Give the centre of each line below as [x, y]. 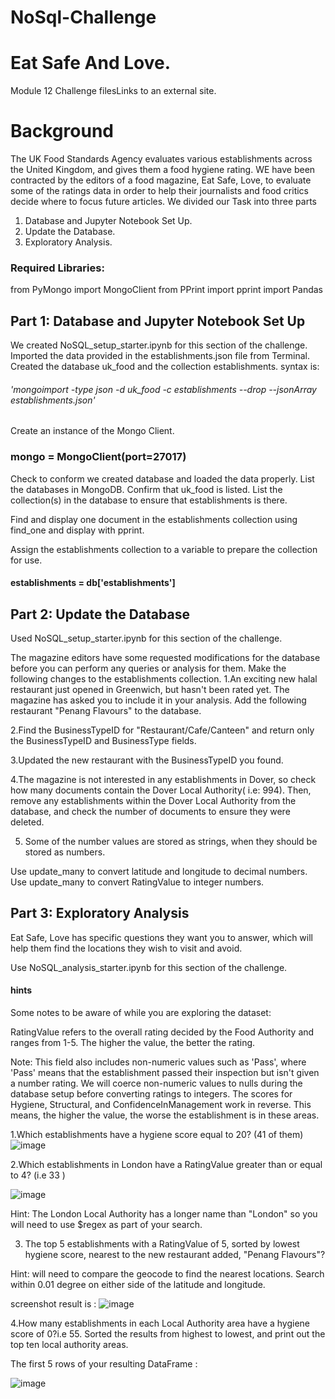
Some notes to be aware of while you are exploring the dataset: [141, 1013]
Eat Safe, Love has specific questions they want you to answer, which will [161, 937]
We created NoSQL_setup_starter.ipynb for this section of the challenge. [159, 345]
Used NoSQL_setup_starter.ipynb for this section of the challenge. [146, 638]
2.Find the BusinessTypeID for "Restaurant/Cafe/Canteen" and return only [162, 730]
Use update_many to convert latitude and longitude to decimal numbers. [159, 872]
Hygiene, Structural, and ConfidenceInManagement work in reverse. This [161, 1105]
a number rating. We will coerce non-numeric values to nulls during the [156, 1083]
